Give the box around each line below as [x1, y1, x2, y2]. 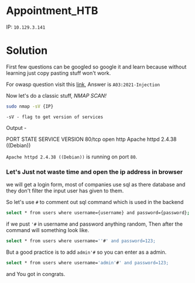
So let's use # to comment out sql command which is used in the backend [6, 199, 184, 206]
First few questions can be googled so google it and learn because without [6, 63, 187, 70]
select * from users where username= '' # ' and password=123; [6, 238, 156, 244]
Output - [6, 124, 27, 131]
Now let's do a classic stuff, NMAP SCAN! [6, 92, 107, 99]
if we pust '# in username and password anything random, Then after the [6, 220, 183, 227]
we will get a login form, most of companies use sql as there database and [6, 181, 186, 188]
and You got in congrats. [6, 270, 66, 277]
